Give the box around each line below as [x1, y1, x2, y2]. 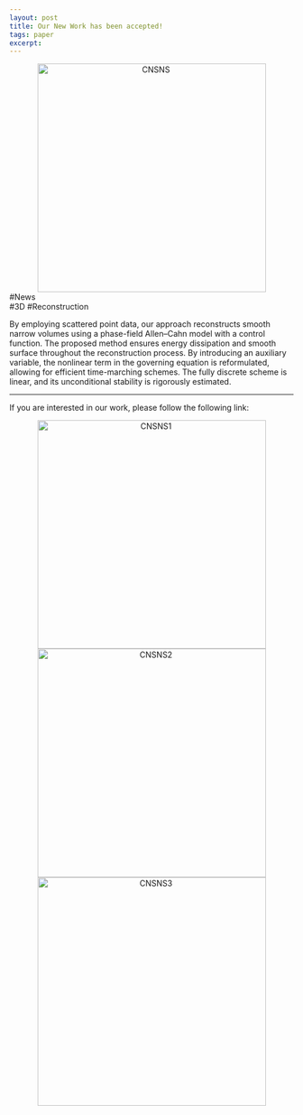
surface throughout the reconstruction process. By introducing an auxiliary [9, 348, 287, 358]
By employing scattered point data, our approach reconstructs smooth [9, 319, 271, 330]
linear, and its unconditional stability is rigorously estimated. [9, 376, 232, 387]
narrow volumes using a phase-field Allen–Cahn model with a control [9, 329, 266, 339]
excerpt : [9, 38, 42, 48]
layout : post [9, 13, 59, 23]
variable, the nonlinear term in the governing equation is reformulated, [9, 358, 271, 368]
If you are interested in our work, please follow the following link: [9, 403, 250, 413]
